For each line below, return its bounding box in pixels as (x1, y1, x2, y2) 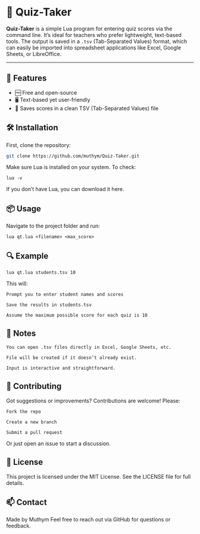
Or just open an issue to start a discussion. (6, 440, 111, 447)
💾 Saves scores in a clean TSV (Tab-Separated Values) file (14, 104, 159, 112)
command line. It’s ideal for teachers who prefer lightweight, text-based (6, 31, 182, 38)
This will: (6, 280, 28, 288)
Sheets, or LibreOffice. (6, 50, 62, 57)
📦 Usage (6, 204, 42, 214)
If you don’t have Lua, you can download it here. (6, 186, 124, 193)
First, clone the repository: (6, 141, 71, 148)
